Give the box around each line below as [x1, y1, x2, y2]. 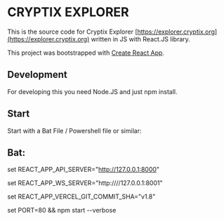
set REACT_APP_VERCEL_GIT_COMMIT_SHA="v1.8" [7, 192, 156, 201]
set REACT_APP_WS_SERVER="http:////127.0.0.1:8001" [7, 179, 163, 187]
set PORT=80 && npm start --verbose [7, 206, 117, 215]
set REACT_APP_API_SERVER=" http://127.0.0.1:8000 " [7, 166, 160, 174]
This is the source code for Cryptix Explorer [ [7, 27, 138, 36]
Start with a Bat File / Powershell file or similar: [7, 126, 142, 135]
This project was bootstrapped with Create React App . [7, 48, 165, 57]
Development [7, 69, 68, 81]
